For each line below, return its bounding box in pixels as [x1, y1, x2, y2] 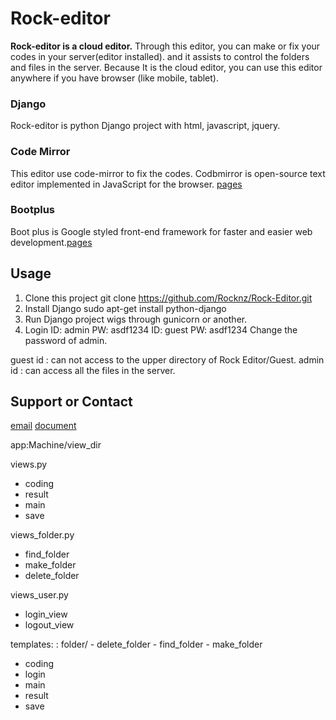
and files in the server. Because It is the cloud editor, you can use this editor [10, 61, 323, 73]
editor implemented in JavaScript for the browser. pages [10, 178, 243, 190]
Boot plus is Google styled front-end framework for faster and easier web [10, 225, 313, 237]
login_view [24, 608, 68, 621]
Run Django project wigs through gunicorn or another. [24, 313, 248, 325]
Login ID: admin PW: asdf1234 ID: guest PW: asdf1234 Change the [24, 323, 298, 336]
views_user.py [10, 589, 69, 601]
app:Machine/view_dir [10, 439, 102, 451]
